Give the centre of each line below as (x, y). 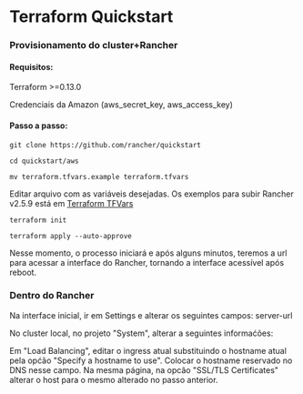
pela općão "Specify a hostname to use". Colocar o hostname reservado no (151, 360)
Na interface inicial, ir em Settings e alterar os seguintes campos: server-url (151, 315)
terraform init (38, 220)
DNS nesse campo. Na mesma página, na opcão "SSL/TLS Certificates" (144, 369)
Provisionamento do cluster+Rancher (94, 45)
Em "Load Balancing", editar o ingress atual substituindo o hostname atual (148, 350)
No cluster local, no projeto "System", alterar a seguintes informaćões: (141, 333)
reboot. (23, 272)
